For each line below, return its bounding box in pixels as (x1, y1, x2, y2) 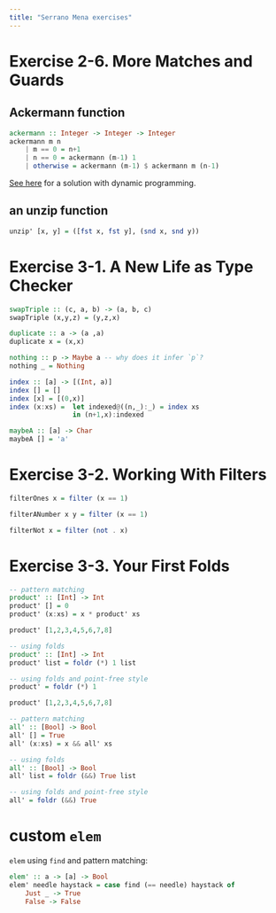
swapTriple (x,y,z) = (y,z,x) (9, 313, 121, 322)
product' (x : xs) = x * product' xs (9, 610, 141, 619)
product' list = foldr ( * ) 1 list (9, 658, 137, 667)
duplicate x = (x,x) (9, 338, 86, 347)
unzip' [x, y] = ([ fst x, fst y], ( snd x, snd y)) (9, 227, 200, 236)
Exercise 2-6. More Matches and (9, 51, 254, 71)
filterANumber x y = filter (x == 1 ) (9, 510, 149, 519)
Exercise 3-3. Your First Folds (9, 556, 230, 576)
